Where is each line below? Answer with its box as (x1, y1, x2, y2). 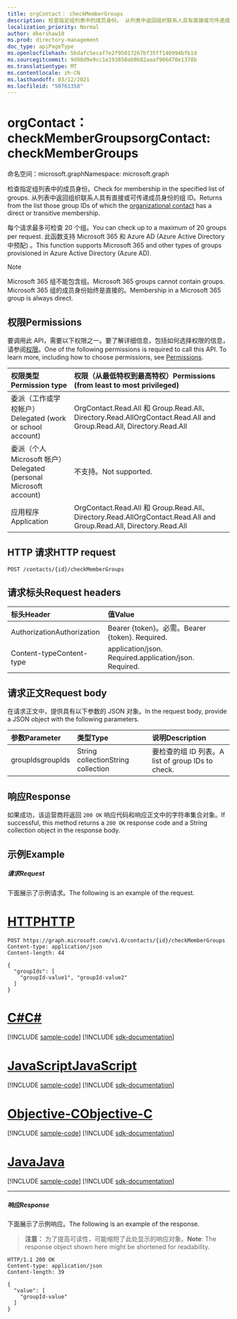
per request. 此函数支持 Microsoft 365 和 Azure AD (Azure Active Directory (7, 232, 225, 241)
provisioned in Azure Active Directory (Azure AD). (7, 249, 152, 257)
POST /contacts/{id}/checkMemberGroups (7, 566, 125, 573)
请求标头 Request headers (7, 587, 121, 599)
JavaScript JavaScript (7, 1057, 138, 1074)
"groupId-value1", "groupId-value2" (20, 974, 128, 981)
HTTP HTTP (7, 913, 75, 930)
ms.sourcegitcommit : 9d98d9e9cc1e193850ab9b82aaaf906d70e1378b (7, 56, 197, 63)
